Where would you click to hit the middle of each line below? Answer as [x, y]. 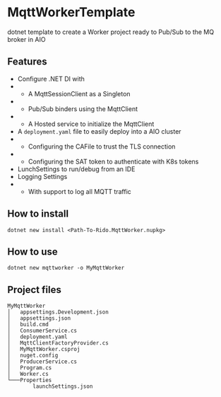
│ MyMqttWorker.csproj [44, 350]
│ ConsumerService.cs [42, 331]
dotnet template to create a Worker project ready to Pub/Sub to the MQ [110, 32]
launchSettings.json [63, 386]
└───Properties [30, 380]
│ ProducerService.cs [42, 362]
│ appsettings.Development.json [58, 312]
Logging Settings [42, 176]
